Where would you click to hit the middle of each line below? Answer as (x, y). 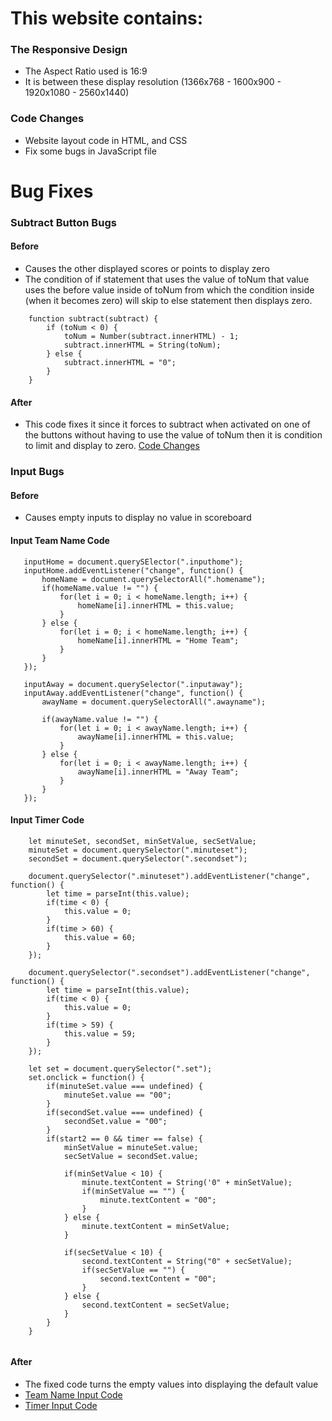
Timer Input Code (61, 1406)
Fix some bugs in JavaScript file (90, 151)
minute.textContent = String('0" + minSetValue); (187, 1182)
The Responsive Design (69, 50)
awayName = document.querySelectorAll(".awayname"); (154, 702)
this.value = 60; (100, 937)
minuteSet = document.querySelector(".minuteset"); (138, 850)
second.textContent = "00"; (158, 1278)
